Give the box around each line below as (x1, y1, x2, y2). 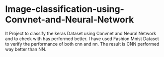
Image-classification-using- (5, 3, 124, 15)
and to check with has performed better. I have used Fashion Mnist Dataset (5, 36, 159, 42)
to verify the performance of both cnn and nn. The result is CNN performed (5, 41, 160, 47)
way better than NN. (5, 46, 47, 52)
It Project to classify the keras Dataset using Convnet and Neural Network (5, 30, 157, 36)
